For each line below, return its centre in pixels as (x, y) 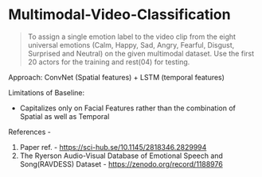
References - (30, 132)
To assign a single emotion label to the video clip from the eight (132, 37)
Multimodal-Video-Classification (119, 15)
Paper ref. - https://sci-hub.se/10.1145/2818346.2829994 (113, 147)
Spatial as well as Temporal (65, 116)
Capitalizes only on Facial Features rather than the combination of (128, 108)
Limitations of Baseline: (47, 92)
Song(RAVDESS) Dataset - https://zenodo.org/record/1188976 (121, 164)
